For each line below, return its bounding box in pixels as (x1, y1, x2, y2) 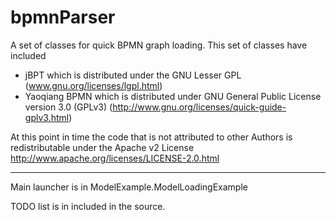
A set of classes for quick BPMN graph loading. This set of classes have (10, 39, 308, 51)
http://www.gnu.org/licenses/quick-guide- (112, 101, 287, 113)
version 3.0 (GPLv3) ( (24, 101, 113, 113)
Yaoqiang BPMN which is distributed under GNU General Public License (24, 90, 322, 102)
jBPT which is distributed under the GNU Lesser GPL (24, 69, 242, 81)
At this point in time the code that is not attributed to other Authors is (10, 131, 293, 143)
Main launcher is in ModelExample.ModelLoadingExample (10, 181, 248, 193)
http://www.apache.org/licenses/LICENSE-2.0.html (10, 152, 220, 164)
